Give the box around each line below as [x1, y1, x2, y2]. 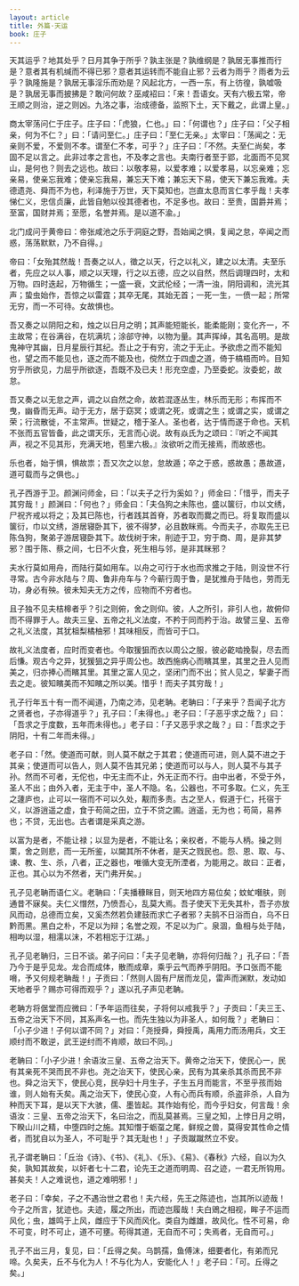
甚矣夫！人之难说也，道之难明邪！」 [9, 1174, 142, 1185]
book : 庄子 [9, 29, 47, 38]
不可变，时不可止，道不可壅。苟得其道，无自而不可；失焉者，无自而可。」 [9, 1226, 279, 1237]
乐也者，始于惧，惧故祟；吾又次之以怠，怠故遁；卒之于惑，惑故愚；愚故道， [9, 457, 290, 468]
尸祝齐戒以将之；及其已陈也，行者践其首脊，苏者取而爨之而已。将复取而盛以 [9, 510, 290, 521]
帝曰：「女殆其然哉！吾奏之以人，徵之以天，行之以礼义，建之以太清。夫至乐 [9, 256, 287, 267]
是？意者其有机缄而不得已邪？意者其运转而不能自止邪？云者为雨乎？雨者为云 [9, 66, 290, 77]
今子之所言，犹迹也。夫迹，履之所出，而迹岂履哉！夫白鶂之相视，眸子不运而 [9, 1204, 290, 1215]
